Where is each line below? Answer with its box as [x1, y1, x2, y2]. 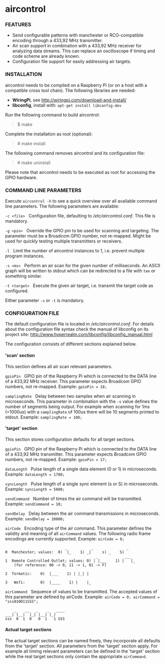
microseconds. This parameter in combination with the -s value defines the [5, 398, 158, 404]
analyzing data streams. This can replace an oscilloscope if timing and [12, 48, 155, 54]
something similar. [5, 273, 42, 279]
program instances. [5, 253, 45, 259]
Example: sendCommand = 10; [5, 500, 63, 507]
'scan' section [5, 352, 35, 358]
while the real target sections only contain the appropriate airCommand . [5, 653, 147, 659]
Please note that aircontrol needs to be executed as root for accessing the [5, 169, 156, 175]
